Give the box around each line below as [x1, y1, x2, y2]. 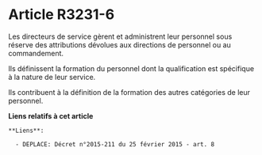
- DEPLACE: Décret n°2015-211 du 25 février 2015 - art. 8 [15, 140, 215, 148]
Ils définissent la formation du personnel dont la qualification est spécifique [8, 63, 255, 73]
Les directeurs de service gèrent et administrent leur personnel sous [8, 32, 233, 41]
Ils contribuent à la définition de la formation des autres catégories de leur [8, 87, 251, 96]
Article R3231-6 [8, 6, 115, 24]
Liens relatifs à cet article [8, 111, 94, 120]
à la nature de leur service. [8, 72, 96, 81]
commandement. [8, 48, 64, 58]
